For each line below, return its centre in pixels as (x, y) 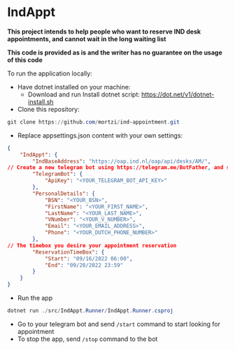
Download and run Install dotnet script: (84, 94)
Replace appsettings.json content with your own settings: (100, 135)
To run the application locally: (50, 73)
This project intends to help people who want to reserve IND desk (104, 31)
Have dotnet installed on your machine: (74, 87)
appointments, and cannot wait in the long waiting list (87, 38)
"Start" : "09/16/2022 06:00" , (88, 258)
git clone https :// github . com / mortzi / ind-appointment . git (93, 122)
